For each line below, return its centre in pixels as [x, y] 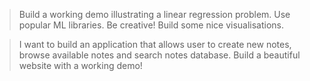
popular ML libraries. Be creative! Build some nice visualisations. [151, 25]
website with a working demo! [80, 65]
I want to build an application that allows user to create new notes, [155, 44]
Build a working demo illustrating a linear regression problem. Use [154, 14]
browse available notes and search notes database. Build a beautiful [159, 55]
